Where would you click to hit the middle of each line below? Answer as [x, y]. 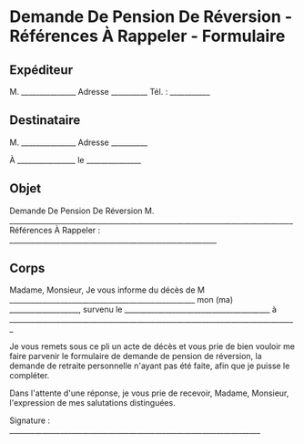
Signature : [30, 420]
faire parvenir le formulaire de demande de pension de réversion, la [136, 356]
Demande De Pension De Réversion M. [82, 211]
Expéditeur [41, 70]
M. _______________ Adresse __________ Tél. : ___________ [110, 92]
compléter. [30, 376]
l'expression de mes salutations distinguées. [92, 403]
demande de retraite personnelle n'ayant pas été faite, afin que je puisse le [150, 366]
